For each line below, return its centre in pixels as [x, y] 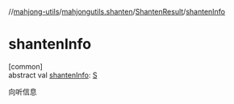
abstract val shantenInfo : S [53, 75]
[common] [25, 66]
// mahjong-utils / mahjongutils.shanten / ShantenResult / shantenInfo [117, 12]
